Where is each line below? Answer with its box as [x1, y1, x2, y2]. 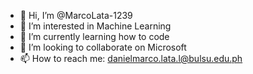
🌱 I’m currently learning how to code [19, 31, 170, 42]
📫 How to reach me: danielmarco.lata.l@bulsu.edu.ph [19, 53, 243, 64]
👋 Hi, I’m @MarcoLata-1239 [19, 10, 133, 21]
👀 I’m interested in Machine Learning [19, 20, 172, 32]
